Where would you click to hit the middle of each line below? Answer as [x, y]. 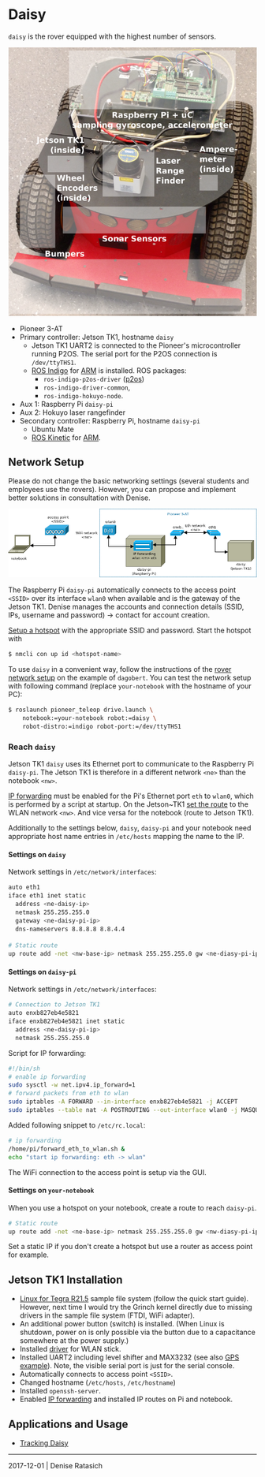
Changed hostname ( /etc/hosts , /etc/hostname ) [97, 1382]
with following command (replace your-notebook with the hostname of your [130, 686]
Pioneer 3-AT [41, 328]
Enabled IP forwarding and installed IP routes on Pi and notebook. [126, 1399]
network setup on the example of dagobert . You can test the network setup [130, 678]
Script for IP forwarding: [47, 1053]
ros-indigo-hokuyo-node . [83, 395]
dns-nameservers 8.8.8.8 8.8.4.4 [70, 929]
